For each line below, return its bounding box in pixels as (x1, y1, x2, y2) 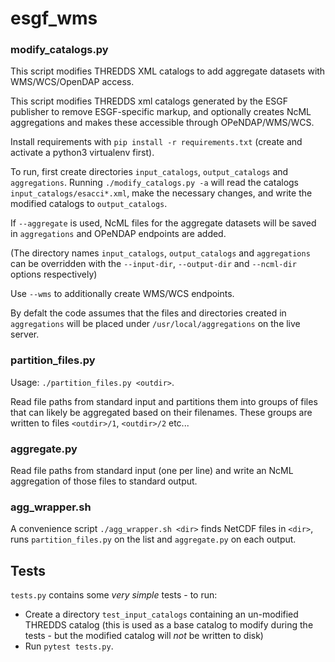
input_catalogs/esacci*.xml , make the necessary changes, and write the (10, 187, 313, 199)
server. (10, 328, 40, 341)
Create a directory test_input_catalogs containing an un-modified (24, 608, 299, 621)
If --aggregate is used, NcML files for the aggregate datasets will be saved (10, 217, 317, 229)
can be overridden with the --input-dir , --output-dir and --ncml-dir (10, 258, 297, 270)
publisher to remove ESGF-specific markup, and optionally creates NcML (10, 106, 312, 118)
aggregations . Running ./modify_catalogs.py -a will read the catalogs (10, 177, 299, 189)
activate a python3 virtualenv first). (10, 147, 155, 159)
